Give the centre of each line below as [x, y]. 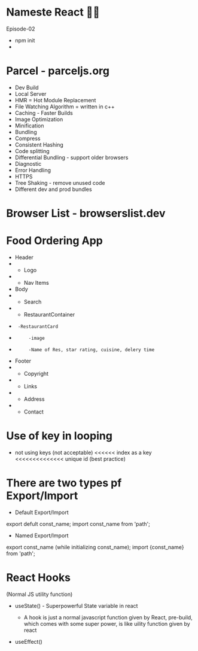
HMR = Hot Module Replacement [55, 100]
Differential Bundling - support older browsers [71, 157]
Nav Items [36, 283]
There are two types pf [64, 483]
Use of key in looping [59, 436]
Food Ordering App [54, 241]
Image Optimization [39, 119]
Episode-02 [21, 29]
